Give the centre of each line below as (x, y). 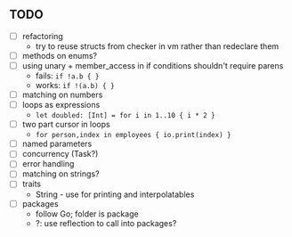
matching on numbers (62, 94)
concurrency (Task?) (60, 154)
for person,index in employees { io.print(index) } (133, 135)
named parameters (57, 144)
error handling (48, 164)
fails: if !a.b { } (67, 76)
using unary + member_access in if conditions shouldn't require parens (153, 65)
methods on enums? (60, 55)
